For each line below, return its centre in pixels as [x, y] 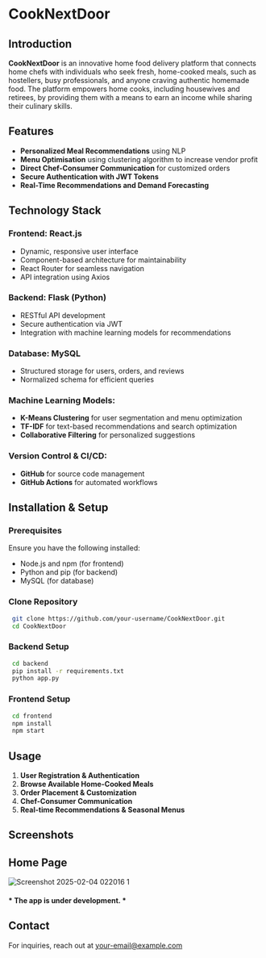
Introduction [40, 44]
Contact [29, 926]
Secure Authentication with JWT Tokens [89, 176]
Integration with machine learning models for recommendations [125, 333]
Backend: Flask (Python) [58, 298]
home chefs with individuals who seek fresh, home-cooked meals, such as [132, 72]
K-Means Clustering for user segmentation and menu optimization [131, 418]
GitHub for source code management [82, 474]
